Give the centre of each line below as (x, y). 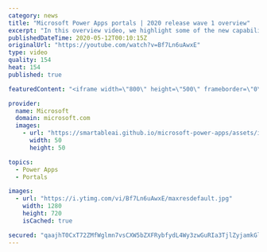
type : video (28, 52)
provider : (25, 103)
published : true (35, 75)
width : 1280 (42, 206)
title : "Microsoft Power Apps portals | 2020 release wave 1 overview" (129, 23)
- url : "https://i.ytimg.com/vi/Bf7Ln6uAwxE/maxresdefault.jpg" (124, 199)
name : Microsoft (42, 111)
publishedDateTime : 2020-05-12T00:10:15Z (78, 38)
